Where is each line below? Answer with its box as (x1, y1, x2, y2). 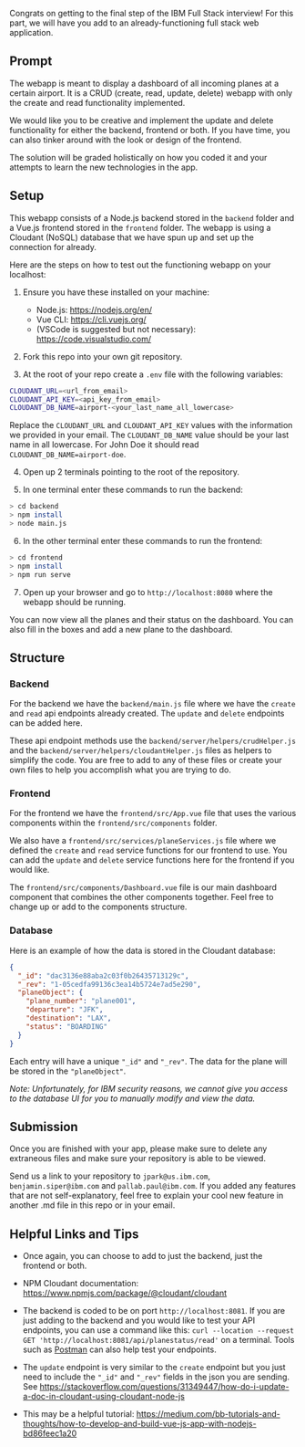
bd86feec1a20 (22, 1428, 77, 1439)
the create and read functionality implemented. (9, 97, 186, 108)
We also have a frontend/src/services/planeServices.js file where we (9, 835, 277, 846)
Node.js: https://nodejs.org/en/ (36, 304, 153, 315)
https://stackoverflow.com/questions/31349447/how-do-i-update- (39, 1381, 290, 1392)
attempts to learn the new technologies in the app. (9, 162, 198, 173)
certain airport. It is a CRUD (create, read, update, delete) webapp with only (9, 87, 293, 99)
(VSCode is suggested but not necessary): (36, 323, 197, 334)
